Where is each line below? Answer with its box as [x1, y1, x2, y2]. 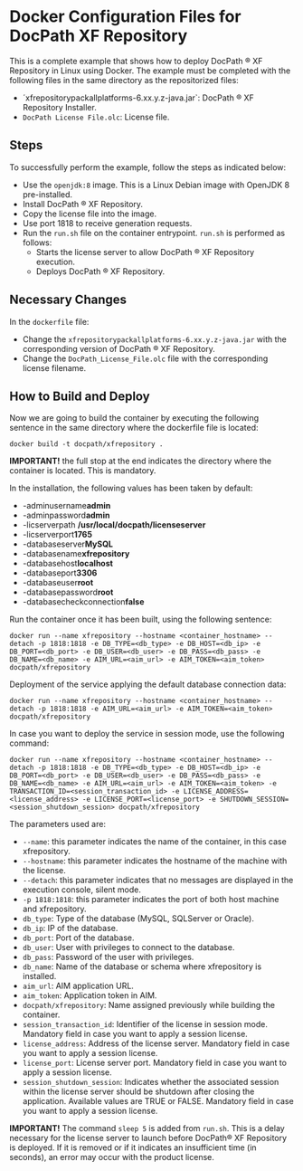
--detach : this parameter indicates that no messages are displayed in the [22, 875, 294, 886]
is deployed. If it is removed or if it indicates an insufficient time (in [9, 1142, 257, 1153]
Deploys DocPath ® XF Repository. [35, 265, 166, 277]
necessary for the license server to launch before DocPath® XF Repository [9, 1133, 288, 1144]
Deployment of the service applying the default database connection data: [9, 679, 287, 690]
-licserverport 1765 [22, 529, 93, 540]
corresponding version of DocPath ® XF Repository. [22, 343, 215, 354]
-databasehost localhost [22, 558, 113, 569]
